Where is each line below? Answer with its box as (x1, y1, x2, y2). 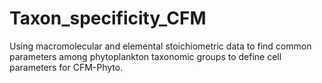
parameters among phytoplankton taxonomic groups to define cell (9, 50, 282, 62)
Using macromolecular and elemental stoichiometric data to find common (9, 40, 312, 52)
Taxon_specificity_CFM (9, 7, 207, 30)
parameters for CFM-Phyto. (9, 61, 124, 73)
